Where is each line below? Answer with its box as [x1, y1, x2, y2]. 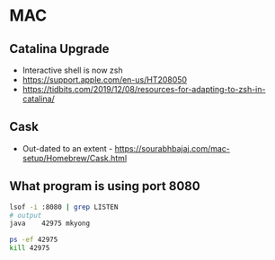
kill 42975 [9, 244, 50, 253]
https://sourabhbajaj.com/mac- [114, 143, 231, 153]
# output [9, 211, 42, 220]
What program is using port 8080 [9, 178, 200, 194]
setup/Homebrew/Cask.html [22, 152, 128, 163]
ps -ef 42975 [9, 235, 58, 245]
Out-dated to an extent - [22, 143, 113, 153]
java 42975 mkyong [9, 219, 91, 229]
